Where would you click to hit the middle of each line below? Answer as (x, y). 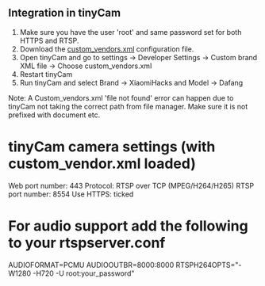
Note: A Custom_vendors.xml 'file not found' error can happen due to (121, 97)
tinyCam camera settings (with (112, 147)
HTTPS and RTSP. (49, 40)
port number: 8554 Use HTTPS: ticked (71, 194)
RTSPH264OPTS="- (209, 265)
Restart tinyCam (46, 74)
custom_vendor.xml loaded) (102, 164)
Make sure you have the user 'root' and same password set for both (131, 32)
